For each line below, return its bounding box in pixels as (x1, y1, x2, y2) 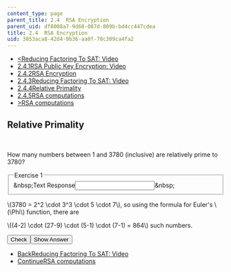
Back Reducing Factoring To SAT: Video (17, 249, 129, 258)
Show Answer (33, 235, 69, 243)
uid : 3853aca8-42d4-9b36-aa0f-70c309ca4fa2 (7, 36, 134, 43)
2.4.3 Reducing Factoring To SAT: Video (17, 77, 129, 85)
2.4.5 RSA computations (17, 91, 85, 100)
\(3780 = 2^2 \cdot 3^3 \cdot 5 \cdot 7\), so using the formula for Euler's (7, 200, 213, 208)
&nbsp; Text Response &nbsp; (13, 181, 175, 189)
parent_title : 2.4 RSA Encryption (7, 17, 110, 23)
